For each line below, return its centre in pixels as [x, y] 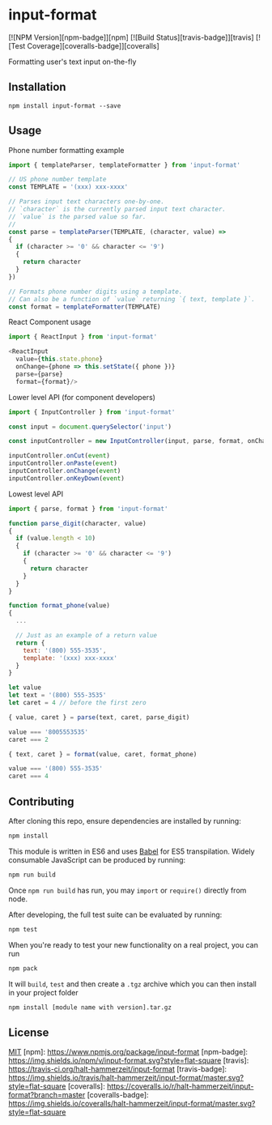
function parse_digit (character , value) [78, 523]
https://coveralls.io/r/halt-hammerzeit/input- [180, 1086]
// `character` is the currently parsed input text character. [117, 209]
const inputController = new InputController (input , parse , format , [126, 441]
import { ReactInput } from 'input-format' [83, 337]
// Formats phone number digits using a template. [96, 292]
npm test [23, 929]
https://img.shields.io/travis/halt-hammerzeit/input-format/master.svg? [126, 1078]
